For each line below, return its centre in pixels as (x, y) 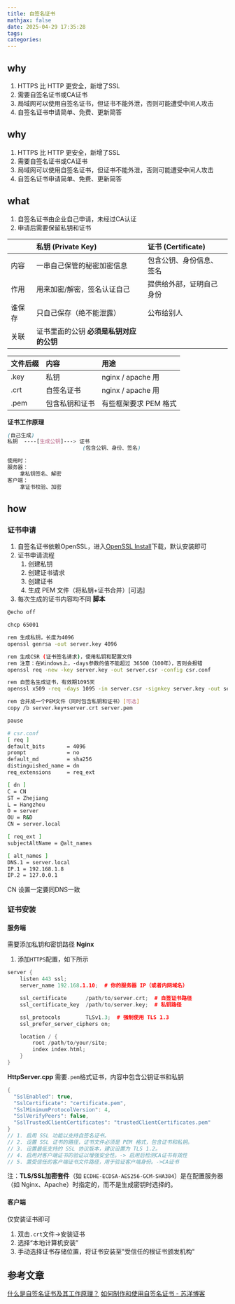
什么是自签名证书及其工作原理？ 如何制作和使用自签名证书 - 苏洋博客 (106, 1293)
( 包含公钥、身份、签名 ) (112, 448)
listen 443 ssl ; (44, 979)
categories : (24, 40)
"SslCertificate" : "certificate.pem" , (70, 1103)
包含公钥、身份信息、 (183, 260)
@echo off (22, 612)
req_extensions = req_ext (51, 772)
